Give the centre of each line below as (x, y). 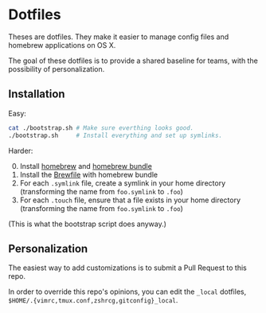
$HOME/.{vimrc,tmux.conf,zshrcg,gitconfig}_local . (93, 300)
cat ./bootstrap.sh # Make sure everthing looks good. (101, 128)
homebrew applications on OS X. (62, 45)
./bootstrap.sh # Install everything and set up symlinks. (115, 135)
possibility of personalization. (57, 68)
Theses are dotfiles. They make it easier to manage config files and (119, 37)
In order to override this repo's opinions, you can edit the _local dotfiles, (127, 291)
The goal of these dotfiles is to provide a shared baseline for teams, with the (133, 61)
